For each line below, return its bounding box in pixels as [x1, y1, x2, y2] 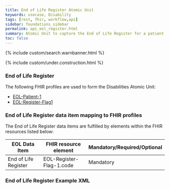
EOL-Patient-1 [12, 93, 41, 100]
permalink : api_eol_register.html [5, 26, 78, 31]
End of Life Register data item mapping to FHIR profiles [5, 112, 143, 119]
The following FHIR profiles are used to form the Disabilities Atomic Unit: [5, 84, 156, 90]
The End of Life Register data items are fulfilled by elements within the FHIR [5, 123, 163, 130]
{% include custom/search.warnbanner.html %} [5, 49, 105, 56]
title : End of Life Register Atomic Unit [5, 7, 94, 13]
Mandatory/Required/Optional [88, 144, 162, 151]
